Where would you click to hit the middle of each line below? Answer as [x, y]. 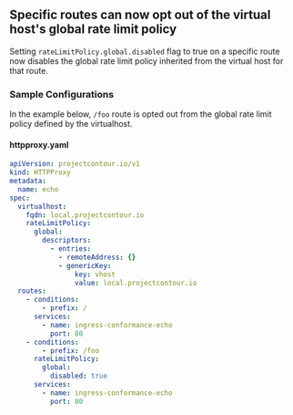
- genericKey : [85, 265]
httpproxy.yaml [39, 144]
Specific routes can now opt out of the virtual [140, 15]
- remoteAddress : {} [97, 257]
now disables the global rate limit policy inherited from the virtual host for [146, 61]
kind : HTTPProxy [40, 172]
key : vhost [95, 274]
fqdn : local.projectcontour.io [85, 215]
